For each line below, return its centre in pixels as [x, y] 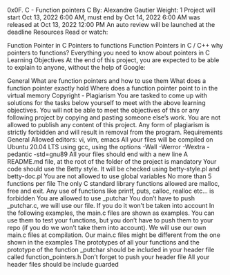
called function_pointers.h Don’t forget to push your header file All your [108, 257]
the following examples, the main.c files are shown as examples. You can [111, 213]
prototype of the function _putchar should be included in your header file [111, 249]
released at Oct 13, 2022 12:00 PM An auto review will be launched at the [111, 25]
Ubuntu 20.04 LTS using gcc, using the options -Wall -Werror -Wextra [106, 147]
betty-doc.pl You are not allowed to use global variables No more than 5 [109, 176]
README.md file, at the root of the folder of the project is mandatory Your [112, 161]
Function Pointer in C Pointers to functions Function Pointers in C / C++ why [115, 45]
